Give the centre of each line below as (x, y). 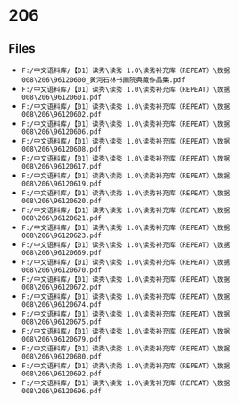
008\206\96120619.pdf (61, 184)
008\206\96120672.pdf (61, 287)
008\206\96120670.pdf (61, 270)
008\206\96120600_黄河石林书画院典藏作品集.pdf (103, 80)
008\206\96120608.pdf (61, 149)
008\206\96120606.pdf (61, 132)
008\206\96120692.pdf (61, 374)
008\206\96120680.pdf (61, 357)
